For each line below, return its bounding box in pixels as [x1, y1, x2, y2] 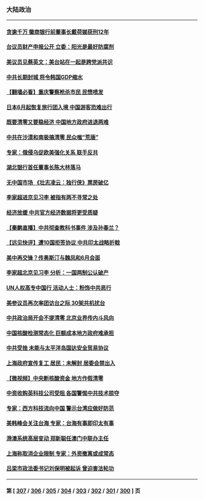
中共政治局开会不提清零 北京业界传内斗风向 [6, 314, 114, 322]
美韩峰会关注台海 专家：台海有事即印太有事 [6, 420, 114, 427]
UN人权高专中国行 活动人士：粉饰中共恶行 [6, 284, 112, 291]
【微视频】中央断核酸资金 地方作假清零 [6, 374, 104, 381]
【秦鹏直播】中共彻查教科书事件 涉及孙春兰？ [6, 224, 120, 231]
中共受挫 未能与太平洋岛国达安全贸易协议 [6, 344, 109, 352]
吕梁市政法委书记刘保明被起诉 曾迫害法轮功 [6, 465, 114, 472]
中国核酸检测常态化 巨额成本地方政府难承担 [6, 329, 114, 336]
